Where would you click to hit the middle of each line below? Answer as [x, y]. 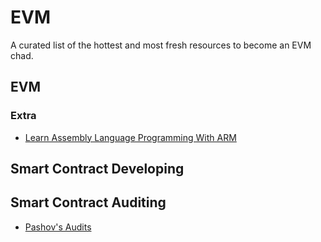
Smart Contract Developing [97, 169]
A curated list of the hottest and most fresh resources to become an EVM [161, 45]
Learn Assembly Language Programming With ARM [130, 137]
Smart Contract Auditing [88, 202]
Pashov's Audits [58, 227]
